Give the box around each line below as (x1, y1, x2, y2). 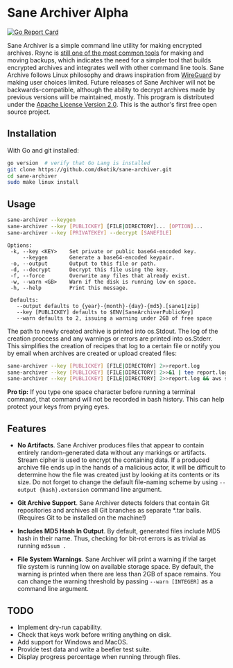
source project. (7, 108, 51, 116)
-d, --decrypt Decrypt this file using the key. (10, 266, 169, 273)
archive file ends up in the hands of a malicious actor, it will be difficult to (17, 463, 226, 472)
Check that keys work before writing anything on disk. (17, 630, 172, 639)
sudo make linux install (7, 179, 79, 186)
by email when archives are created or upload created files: (7, 349, 177, 357)
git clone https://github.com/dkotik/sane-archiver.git (7, 166, 172, 173)
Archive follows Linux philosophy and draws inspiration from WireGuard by (7, 71, 221, 79)
